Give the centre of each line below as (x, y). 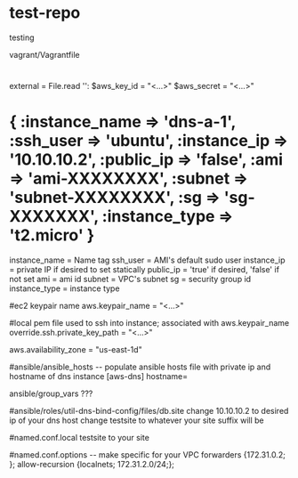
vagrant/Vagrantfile (44, 54)
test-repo (45, 13)
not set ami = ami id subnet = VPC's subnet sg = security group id (130, 280)
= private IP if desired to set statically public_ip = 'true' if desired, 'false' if (145, 270)
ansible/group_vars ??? (51, 393)
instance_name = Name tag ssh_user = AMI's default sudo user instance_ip (147, 260)
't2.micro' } (52, 235)
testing (22, 37)
